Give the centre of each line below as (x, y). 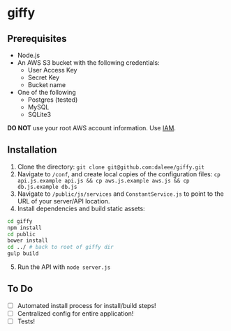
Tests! (26, 321)
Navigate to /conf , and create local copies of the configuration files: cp (119, 174)
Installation (32, 150)
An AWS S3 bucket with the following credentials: (88, 63)
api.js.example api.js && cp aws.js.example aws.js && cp (103, 180)
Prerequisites (37, 39)
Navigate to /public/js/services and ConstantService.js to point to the (121, 194)
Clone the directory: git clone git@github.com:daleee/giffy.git (111, 167)
